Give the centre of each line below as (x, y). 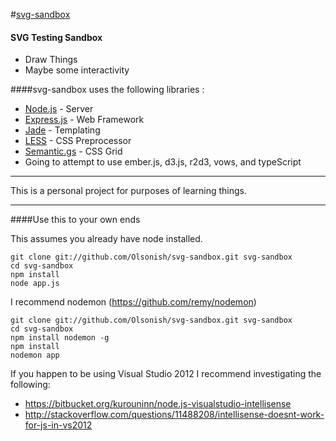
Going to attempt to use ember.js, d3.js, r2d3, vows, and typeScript (163, 162)
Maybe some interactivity (77, 70)
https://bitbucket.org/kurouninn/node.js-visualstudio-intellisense (158, 404)
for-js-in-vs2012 (58, 425)
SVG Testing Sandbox (56, 37)
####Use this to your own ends (75, 220)
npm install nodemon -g (60, 338)
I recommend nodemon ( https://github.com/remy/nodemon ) (133, 302)
